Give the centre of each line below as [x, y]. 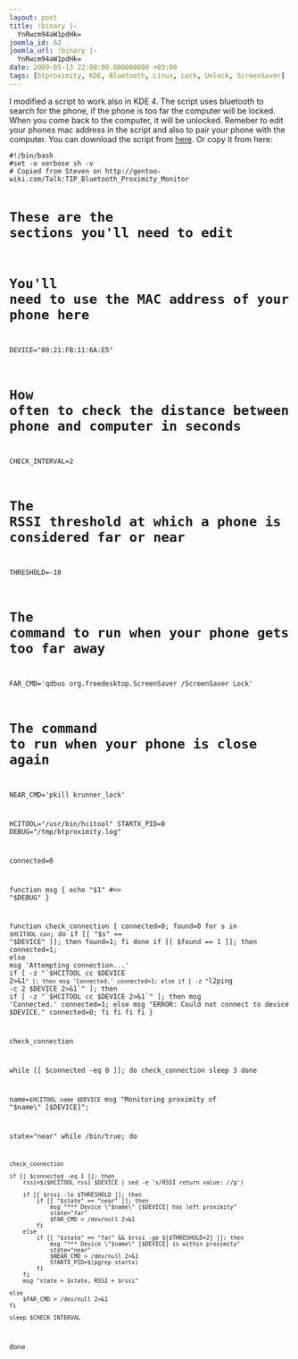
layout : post [33, 17]
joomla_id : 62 [36, 42]
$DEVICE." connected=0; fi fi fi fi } [81, 1013]
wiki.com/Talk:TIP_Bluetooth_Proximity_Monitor [99, 179]
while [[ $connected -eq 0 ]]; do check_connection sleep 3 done [133, 1070]
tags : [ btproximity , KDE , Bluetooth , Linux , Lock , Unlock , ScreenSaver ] [147, 76]
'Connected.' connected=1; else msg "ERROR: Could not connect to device [149, 1005]
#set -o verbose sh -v [51, 163]
